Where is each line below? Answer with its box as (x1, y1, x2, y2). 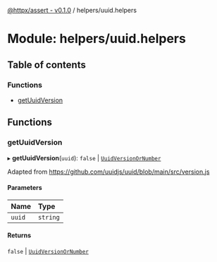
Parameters (7, 184, 42, 192)
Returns (7, 231, 32, 239)
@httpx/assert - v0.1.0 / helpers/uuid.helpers (7, 6, 137, 14)
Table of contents (7, 59, 86, 71)
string (37, 213, 60, 221)
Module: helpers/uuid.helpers (7, 31, 187, 47)
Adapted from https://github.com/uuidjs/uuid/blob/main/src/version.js (7, 167, 210, 176)
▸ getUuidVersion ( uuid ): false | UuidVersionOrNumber (7, 153, 161, 162)
